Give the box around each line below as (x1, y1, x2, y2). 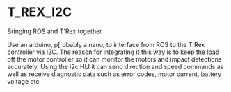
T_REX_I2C (7, 4, 72, 20)
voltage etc (7, 77, 40, 85)
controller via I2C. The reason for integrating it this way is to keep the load (7, 48, 220, 56)
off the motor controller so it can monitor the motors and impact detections (7, 55, 222, 63)
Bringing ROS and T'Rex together (7, 27, 102, 35)
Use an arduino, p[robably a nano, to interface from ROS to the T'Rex (7, 40, 205, 48)
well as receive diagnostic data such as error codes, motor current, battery (7, 70, 222, 78)
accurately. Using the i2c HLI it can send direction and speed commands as (7, 62, 224, 71)
